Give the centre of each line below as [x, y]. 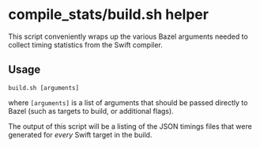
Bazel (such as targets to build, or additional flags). [91, 111]
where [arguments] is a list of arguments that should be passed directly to [128, 102]
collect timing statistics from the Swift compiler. [86, 44]
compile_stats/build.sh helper [109, 15]
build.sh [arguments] [44, 88]
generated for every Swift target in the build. [80, 134]
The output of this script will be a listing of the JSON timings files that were [130, 126]
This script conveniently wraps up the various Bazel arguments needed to [128, 36]
